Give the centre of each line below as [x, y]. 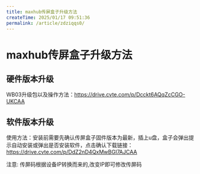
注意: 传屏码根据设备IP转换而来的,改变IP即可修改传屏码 [74, 164]
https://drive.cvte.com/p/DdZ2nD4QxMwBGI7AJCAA [72, 152]
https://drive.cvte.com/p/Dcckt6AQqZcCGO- [130, 95]
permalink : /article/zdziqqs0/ [45, 23]
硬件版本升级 [30, 79]
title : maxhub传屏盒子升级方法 [42, 12]
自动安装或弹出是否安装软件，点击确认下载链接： [72, 145]
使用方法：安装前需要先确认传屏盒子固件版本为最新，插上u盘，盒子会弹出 [98, 138]
